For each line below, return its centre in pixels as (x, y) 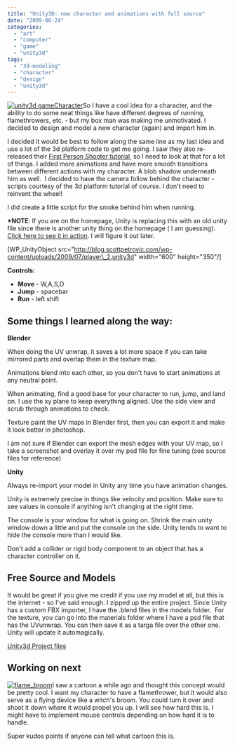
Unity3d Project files (37, 646)
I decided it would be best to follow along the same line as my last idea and (116, 142)
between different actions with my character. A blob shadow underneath (112, 171)
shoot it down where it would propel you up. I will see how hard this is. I (110, 707)
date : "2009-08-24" (36, 20)
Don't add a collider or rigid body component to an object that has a (105, 549)
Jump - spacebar (43, 291)
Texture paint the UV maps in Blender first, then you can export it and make (116, 423)
